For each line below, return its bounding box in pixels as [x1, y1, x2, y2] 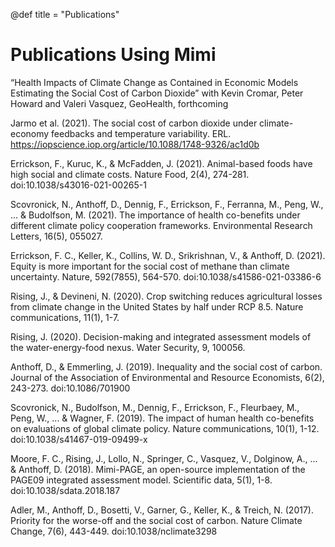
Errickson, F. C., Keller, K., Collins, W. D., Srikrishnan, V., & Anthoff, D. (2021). [10, 249, 326, 261]
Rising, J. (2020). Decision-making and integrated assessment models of [10, 330, 312, 343]
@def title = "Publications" [10, 9, 120, 20]
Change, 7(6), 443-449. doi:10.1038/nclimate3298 [10, 525, 218, 537]
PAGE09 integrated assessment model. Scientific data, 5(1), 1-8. [10, 474, 273, 486]
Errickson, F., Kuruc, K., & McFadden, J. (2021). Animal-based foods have [10, 157, 313, 169]
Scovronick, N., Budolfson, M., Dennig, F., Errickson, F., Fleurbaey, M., [10, 401, 300, 413]
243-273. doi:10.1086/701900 [10, 382, 131, 394]
